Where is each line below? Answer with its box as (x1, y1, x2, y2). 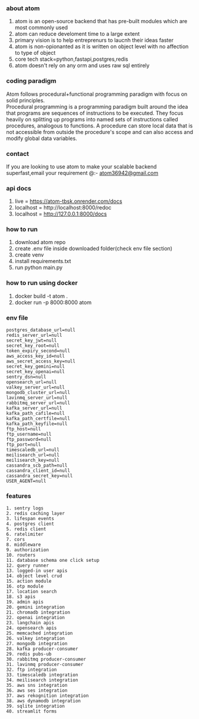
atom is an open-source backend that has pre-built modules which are (14, 18, 188, 25)
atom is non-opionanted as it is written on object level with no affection (14, 43, 189, 50)
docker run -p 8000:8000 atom (14, 299, 92, 306)
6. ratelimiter (6, 532, 44, 537)
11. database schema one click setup (6, 558, 100, 564)
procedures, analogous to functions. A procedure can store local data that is (6, 122, 193, 129)
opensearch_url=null (6, 379, 58, 385)
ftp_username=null (6, 432, 52, 437)
